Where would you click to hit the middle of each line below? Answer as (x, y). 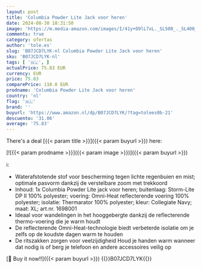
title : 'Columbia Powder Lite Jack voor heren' (67, 17)
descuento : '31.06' (31, 118)
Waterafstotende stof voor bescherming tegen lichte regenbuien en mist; (105, 177)
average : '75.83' (28, 124)
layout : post (23, 12)
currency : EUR (24, 73)
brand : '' (19, 107)
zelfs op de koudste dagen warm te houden (69, 234)
